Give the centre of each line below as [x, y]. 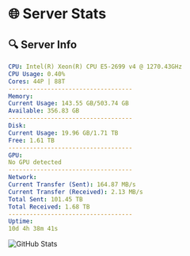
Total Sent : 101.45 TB [46, 199]
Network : [23, 178]
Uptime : [21, 222]
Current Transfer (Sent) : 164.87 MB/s [72, 185]
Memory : [21, 96]
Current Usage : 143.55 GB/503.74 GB [68, 104]
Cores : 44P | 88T [37, 81]
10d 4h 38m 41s [33, 229]
